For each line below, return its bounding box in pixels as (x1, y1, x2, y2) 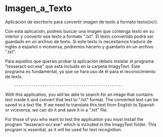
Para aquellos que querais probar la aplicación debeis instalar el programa (5, 58, 154, 64)
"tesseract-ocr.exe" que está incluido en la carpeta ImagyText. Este (5, 63, 140, 69)
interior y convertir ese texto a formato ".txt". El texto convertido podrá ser (5, 33, 154, 39)
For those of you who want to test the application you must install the (5, 116, 144, 122)
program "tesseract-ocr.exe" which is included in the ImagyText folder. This (5, 122, 157, 127)
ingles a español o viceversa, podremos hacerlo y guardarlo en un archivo (5, 44, 154, 49)
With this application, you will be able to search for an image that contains (5, 91, 153, 97)
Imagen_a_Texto (5, 3, 72, 14)
